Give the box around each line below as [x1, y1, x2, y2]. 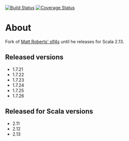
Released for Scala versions [5, 107, 93, 116]
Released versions [5, 53, 64, 62]
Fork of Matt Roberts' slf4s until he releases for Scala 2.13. [5, 38, 125, 44]
